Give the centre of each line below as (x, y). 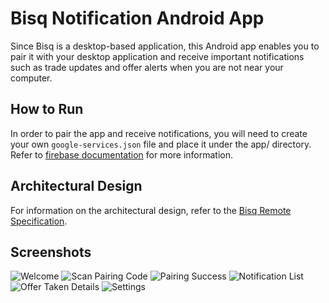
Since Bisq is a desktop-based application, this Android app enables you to (165, 46)
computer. (31, 78)
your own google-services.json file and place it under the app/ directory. (161, 144)
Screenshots (51, 252)
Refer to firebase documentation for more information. (122, 154)
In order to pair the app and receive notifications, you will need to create (159, 133)
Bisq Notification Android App (137, 18)
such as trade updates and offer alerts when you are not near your (147, 67)
